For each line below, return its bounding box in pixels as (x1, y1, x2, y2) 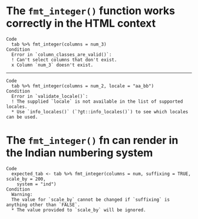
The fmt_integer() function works (6, 4, 176, 18)
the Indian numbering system (6, 146, 153, 160)
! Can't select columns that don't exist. (11, 57, 117, 63)
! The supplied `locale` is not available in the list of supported (11, 99, 183, 104)
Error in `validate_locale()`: (11, 93, 88, 99)
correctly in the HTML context (6, 17, 156, 30)
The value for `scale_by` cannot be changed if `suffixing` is (11, 197, 170, 202)
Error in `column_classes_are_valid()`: (11, 51, 112, 57)
